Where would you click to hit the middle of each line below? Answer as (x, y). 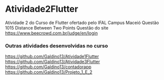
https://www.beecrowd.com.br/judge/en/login (52, 33)
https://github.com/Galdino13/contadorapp (48, 67)
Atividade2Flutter (42, 9)
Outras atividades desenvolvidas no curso (56, 46)
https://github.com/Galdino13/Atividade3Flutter (53, 62)
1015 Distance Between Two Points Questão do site (57, 27)
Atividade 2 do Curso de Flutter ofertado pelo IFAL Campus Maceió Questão (82, 23)
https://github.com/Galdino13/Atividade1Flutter (52, 56)
